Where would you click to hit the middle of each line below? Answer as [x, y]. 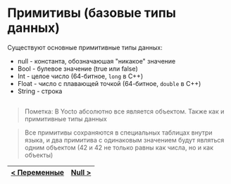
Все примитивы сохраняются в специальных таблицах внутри [118, 133]
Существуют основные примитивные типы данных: [85, 47]
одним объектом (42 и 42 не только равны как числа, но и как [119, 148]
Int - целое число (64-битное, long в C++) [80, 76]
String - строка [40, 91]
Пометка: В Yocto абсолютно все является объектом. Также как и [124, 111]
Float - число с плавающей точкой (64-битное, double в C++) [109, 83]
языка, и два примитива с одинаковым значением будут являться [124, 140]
